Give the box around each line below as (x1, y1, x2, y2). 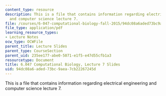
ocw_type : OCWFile (5, 39, 43, 44)
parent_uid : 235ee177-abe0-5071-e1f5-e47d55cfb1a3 (5, 53, 112, 58)
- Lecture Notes (5, 35, 39, 40)
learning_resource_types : (5, 30, 58, 35)
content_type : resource (5, 7, 54, 12)
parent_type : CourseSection (5, 48, 63, 53)
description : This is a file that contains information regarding (5, 12, 145, 17)
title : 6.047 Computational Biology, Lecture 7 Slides (5, 62, 121, 67)
